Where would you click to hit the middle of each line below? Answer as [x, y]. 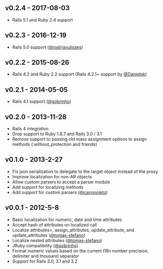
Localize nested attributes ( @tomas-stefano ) [57, 240]
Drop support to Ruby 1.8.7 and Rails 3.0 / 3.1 [57, 134]
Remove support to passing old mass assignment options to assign [80, 139]
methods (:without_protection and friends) [55, 145]
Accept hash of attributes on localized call [54, 224]
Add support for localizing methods [48, 187]
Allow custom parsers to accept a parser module [61, 182]
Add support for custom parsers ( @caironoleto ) [60, 192]
